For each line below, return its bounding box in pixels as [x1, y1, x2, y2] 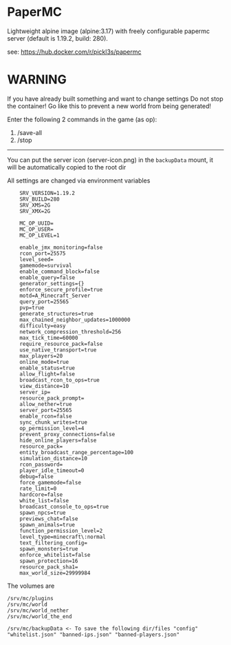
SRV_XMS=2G [19, 201, 51, 209]
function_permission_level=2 [19, 527, 103, 534]
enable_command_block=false [19, 268, 100, 275]
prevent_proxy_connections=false [19, 431, 115, 438]
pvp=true [19, 304, 45, 311]
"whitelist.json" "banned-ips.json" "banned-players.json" [7, 631, 180, 638]
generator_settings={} [19, 280, 85, 287]
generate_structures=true [19, 310, 94, 317]
